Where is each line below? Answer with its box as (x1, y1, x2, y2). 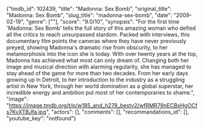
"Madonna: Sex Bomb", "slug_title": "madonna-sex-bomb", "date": (6, 12, 172, 19)
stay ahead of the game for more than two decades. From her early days (6, 70, 189, 76)
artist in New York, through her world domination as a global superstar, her (6, 83, 194, 90)
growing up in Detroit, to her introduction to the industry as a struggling (6, 76, 185, 83)
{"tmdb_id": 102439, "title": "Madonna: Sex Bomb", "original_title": (6, 5, 172, 12)
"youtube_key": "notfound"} (6, 115, 77, 122)
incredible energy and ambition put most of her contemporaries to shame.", (6, 89, 195, 96)
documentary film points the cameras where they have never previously (6, 38, 187, 44)
